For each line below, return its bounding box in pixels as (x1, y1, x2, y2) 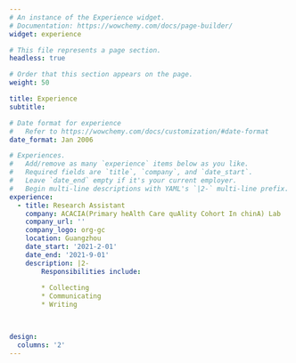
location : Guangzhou (25, 234, 102, 243)
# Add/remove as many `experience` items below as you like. (9, 159, 250, 169)
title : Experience (9, 94, 78, 103)
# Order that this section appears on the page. (9, 70, 193, 79)
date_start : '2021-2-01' (25, 242, 118, 251)
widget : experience (9, 29, 82, 38)
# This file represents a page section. (9, 45, 162, 54)
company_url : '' (25, 217, 86, 227)
